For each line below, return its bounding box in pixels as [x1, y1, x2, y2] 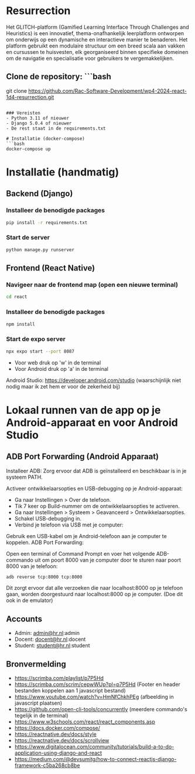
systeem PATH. [6, 474, 43, 481]
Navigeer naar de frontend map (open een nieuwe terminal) [6, 280, 179, 289]
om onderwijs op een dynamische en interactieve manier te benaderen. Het [6, 36, 188, 43]
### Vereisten [6, 110, 41, 116]
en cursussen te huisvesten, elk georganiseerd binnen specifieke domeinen [6, 48, 189, 55]
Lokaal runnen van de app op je [6, 403, 161, 417]
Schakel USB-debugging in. [14, 515, 82, 522]
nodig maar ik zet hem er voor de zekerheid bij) [6, 383, 121, 390]
